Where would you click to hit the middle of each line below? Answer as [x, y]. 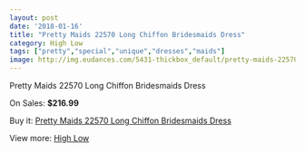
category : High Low [46, 43]
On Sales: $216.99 [44, 103]
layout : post [34, 18]
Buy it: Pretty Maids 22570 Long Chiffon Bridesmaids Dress [120, 120]
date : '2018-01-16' [46, 26]
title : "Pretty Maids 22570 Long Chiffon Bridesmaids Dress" [128, 34]
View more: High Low [49, 138]
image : [22, 60]
